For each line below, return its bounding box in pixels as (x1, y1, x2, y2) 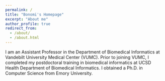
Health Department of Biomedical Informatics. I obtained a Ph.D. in (5, 64, 143, 70)
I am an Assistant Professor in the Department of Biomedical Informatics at (5, 48, 160, 55)
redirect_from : (5, 26, 37, 31)
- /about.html (10, 35, 39, 40)
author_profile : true (5, 21, 51, 26)
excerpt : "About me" (5, 16, 49, 21)
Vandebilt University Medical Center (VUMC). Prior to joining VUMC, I (5, 54, 149, 60)
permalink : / (5, 7, 33, 12)
